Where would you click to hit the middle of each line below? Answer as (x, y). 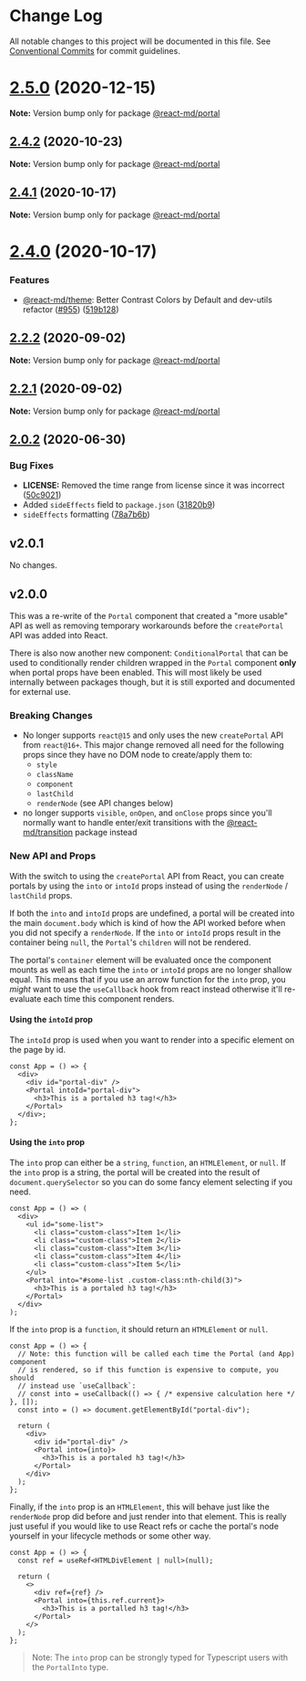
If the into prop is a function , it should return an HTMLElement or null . (139, 1329)
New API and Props (53, 856)
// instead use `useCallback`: (77, 1386)
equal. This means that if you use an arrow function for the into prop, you (148, 979)
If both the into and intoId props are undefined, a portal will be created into (152, 913)
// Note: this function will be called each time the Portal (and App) (157, 1354)
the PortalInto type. (70, 1666)
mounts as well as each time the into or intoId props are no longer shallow (151, 970)
